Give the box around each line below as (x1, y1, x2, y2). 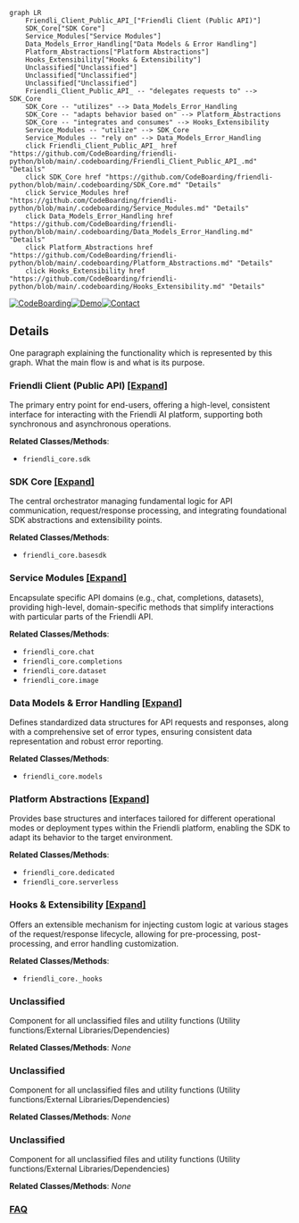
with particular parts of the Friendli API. (9, 611, 154, 621)
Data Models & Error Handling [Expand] (9, 696, 183, 709)
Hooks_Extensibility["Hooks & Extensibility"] (25, 55, 202, 64)
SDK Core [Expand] (9, 476, 96, 488)
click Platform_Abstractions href (25, 243, 154, 252)
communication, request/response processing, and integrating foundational (9, 505, 287, 516)
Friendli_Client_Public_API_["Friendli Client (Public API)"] (25, 16, 262, 25)
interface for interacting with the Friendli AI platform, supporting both (9, 409, 263, 420)
